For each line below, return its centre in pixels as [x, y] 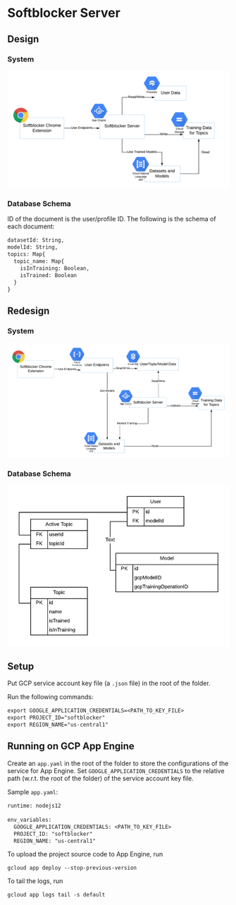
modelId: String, [33, 247]
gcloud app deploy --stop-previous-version [72, 868]
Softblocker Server [64, 13]
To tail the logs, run [35, 881]
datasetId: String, [36, 240]
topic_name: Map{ [39, 261]
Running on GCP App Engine [71, 746]
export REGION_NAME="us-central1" [58, 725]
